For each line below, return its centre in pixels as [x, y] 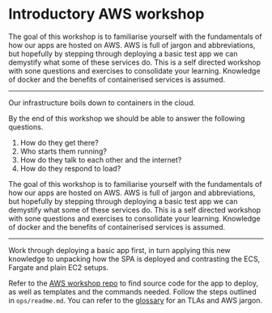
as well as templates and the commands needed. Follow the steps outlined [132, 291]
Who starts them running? [64, 151]
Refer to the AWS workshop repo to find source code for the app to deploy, [134, 283]
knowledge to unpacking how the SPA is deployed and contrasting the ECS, [134, 259]
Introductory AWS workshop [106, 14]
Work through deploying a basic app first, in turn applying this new [119, 250]
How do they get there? [59, 142]
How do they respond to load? [70, 168]
